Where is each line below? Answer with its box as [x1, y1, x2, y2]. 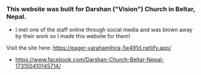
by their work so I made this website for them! [15, 33, 130, 40]
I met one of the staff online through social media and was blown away [15, 26, 193, 33]
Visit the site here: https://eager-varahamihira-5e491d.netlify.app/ [6, 44, 172, 51]
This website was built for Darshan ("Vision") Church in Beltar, [6, 5, 196, 13]
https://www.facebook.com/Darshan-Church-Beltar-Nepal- [15, 56, 164, 64]
